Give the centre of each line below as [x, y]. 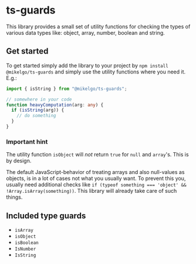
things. [14, 197]
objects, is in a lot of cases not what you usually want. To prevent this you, [96, 178]
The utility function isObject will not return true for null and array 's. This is [97, 155]
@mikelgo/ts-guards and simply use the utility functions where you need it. [96, 72]
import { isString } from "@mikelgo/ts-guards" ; [67, 89]
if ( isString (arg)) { [38, 110]
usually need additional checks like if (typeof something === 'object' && [96, 185]
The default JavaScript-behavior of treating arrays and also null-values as [95, 172]
